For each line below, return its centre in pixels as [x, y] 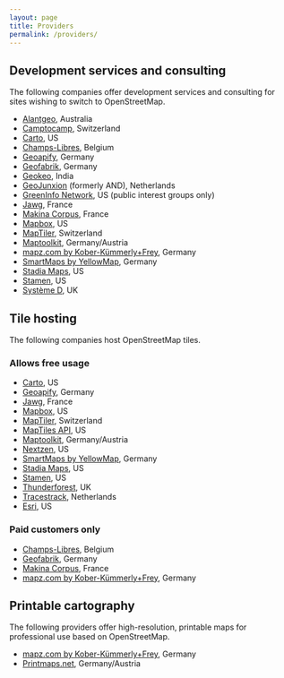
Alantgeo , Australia [57, 119]
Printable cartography [72, 605]
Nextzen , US [46, 450]
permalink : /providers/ [54, 34]
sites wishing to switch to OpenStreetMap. [87, 102]
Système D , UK [50, 290]
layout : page [34, 17]
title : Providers [42, 26]
